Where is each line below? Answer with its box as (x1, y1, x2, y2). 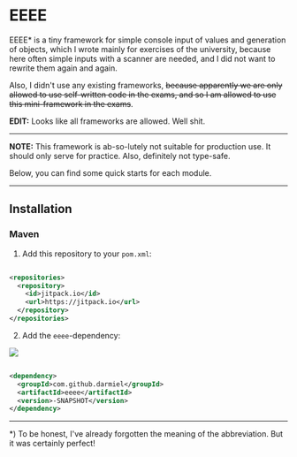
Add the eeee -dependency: (21, 330, 121, 340)
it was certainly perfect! (9, 438, 95, 449)
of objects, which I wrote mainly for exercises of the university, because (9, 43, 271, 54)
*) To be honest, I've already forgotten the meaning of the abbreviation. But (9, 429, 284, 439)
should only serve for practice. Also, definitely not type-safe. (9, 150, 232, 161)
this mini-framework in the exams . (9, 98, 134, 109)
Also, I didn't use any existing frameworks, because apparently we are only (9, 80, 283, 90)
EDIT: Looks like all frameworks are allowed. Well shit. (9, 116, 206, 126)
